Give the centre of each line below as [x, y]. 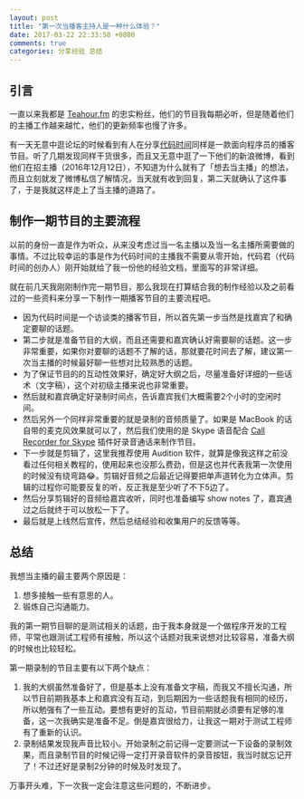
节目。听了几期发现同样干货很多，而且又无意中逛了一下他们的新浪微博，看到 [152, 156]
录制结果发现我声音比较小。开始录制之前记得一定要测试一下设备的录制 [153, 743]
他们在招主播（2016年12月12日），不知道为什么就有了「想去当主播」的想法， [152, 167]
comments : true [38, 43]
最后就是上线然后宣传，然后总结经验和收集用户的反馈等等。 [133, 521]
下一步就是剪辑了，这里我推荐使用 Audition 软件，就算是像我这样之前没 [155, 453]
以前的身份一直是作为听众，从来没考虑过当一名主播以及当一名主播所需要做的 [152, 245]
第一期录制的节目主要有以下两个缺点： [81, 668]
